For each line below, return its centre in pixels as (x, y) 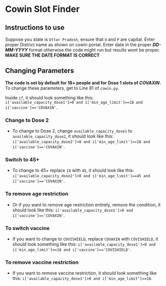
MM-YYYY (17, 50)
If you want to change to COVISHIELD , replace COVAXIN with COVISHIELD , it (85, 239)
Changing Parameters (40, 71)
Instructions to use (35, 28)
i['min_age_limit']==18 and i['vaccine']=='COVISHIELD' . (72, 250)
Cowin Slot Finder (43, 9)
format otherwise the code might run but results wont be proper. (94, 50)
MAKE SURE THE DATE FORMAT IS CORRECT (53, 55)
